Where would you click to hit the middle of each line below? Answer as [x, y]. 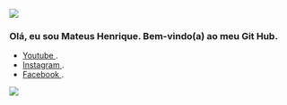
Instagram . [43, 65]
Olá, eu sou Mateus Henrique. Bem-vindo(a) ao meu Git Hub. [143, 36]
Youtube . [40, 56]
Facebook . [43, 75]
